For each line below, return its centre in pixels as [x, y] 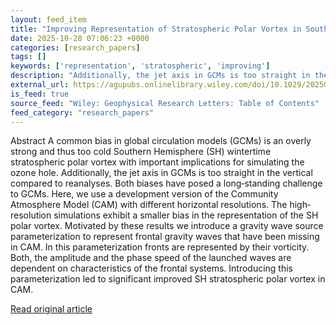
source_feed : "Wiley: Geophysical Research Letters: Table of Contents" [165, 103]
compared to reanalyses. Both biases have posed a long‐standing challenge [166, 183]
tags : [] [28, 57]
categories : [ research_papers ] [75, 47]
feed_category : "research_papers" [82, 112]
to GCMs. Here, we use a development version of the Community [144, 194]
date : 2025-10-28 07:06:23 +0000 [80, 38]
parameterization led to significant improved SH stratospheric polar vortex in [168, 279]
